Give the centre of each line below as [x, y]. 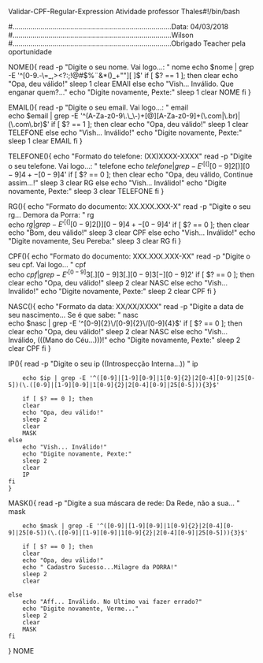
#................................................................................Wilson [101, 35]
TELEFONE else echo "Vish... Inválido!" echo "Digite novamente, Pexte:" [125, 132]
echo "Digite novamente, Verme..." [81, 609]
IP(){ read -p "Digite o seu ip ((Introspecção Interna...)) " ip [103, 363]
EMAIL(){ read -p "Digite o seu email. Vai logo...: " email [98, 107]
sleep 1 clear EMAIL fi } [45, 141]
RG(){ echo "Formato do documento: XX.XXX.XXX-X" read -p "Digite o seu [130, 206]
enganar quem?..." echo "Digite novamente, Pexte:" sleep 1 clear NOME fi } [130, 92]
